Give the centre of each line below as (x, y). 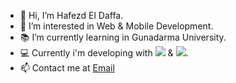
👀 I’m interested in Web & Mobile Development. (116, 26)
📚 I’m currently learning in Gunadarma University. (123, 37)
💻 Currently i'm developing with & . (104, 53)
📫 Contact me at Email (67, 68)
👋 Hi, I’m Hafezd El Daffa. (71, 15)
